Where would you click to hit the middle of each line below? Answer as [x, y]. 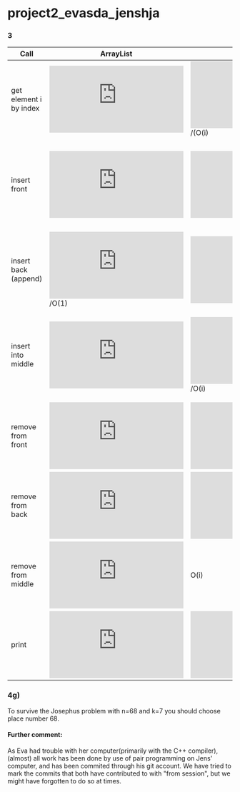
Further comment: [35, 735]
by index [25, 109]
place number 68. [33, 718]
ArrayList [116, 54]
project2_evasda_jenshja [84, 13]
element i [26, 99]
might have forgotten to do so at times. [64, 781]
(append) [27, 279]
